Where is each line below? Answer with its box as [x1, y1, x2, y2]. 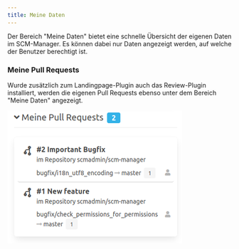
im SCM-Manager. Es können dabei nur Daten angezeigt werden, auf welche [7, 39, 232, 48]
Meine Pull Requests [7, 65, 80, 75]
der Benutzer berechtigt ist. [7, 47, 87, 55]
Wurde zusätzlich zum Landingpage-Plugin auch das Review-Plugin [7, 80, 206, 89]
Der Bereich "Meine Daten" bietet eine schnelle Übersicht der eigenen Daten [7, 32, 232, 41]
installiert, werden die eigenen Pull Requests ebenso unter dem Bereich [7, 88, 217, 97]
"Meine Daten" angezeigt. [7, 96, 83, 105]
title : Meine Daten [7, 11, 65, 18]
